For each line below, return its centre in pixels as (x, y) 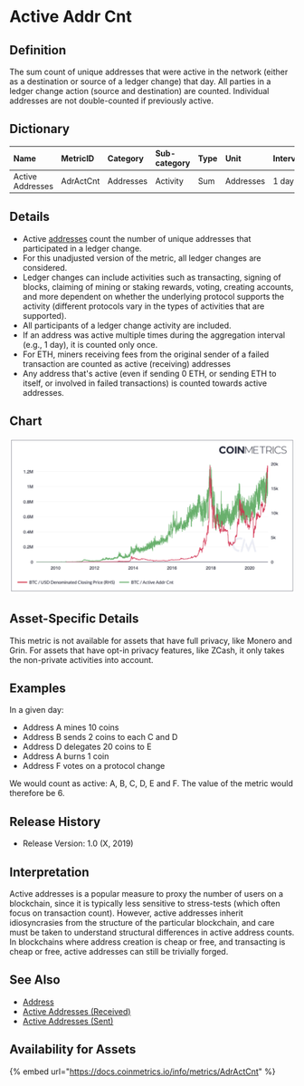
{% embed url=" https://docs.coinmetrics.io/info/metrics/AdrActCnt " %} (142, 1072)
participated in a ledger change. (82, 248)
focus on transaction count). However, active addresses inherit (127, 913)
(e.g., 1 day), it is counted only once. (90, 344)
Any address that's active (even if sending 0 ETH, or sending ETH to (149, 373)
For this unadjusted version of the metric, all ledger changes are (142, 258)
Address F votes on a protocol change (94, 766)
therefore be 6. (37, 793)
